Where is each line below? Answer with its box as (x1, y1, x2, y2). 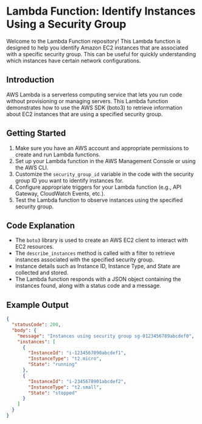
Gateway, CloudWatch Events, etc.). (15, 189, 105, 197)
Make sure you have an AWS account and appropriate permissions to (15, 144, 189, 152)
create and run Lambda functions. (15, 151, 100, 158)
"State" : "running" (28, 362, 78, 368)
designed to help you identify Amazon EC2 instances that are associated (6, 44, 189, 51)
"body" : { (12, 327, 37, 334)
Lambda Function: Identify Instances (6, 4, 196, 18)
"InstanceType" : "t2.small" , (28, 384, 102, 390)
